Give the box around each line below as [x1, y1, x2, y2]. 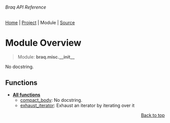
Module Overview [5, 37, 82, 49]
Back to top [141, 112, 165, 118]
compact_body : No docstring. [20, 97, 82, 103]
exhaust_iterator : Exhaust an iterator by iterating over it [20, 102, 135, 108]
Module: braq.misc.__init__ [17, 54, 75, 60]
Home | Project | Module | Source [5, 20, 75, 26]
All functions [12, 91, 40, 98]
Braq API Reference [5, 4, 47, 10]
